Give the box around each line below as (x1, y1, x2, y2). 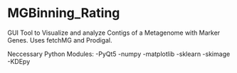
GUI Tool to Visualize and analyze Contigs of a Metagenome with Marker (7, 28, 221, 37)
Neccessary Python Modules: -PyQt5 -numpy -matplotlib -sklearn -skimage (7, 50, 231, 58)
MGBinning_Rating (7, 5, 120, 21)
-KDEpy (7, 57, 31, 65)
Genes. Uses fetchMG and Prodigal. (7, 35, 112, 44)
